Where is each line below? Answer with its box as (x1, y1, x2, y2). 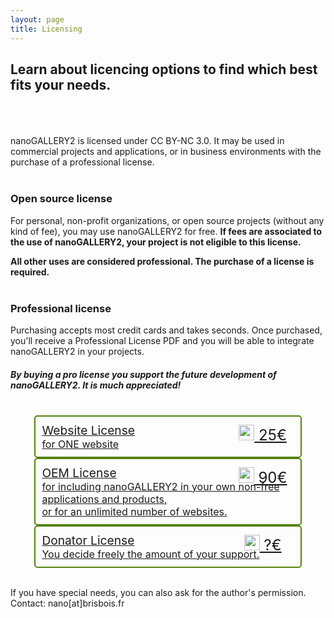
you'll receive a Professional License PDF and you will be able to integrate (10, 334, 315, 346)
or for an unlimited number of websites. (41, 504, 228, 518)
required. (10, 266, 50, 278)
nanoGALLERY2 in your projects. (10, 345, 145, 357)
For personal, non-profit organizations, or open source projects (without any (10, 214, 325, 226)
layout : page (10, 14, 65, 25)
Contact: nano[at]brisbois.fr (10, 597, 125, 609)
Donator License (41, 532, 135, 548)
